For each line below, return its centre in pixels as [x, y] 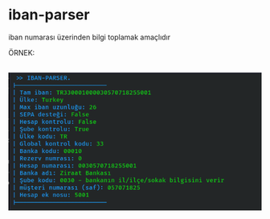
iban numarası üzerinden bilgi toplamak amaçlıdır [90, 37]
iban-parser [49, 15]
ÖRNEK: [22, 52]
